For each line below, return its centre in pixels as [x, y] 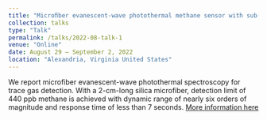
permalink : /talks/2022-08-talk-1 [66, 37]
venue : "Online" [35, 45]
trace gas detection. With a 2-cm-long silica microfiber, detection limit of [127, 90]
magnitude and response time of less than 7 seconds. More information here [133, 107]
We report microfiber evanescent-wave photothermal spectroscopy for [124, 82]
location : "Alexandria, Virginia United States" [90, 60]
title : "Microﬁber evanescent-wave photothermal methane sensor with [126, 15]
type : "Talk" [30, 30]
